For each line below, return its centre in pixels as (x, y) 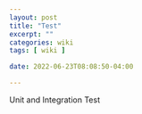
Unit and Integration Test (55, 100)
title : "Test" (36, 26)
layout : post (33, 17)
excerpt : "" (31, 34)
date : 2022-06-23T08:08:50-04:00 (71, 67)
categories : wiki (42, 42)
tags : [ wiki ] (38, 51)
